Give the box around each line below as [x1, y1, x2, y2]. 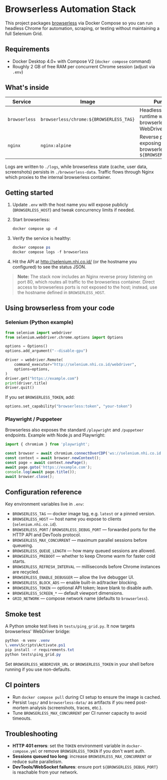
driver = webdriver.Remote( [5, 357, 64, 362]
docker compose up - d [12, 226, 57, 231]
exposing [139, 140, 162, 147]
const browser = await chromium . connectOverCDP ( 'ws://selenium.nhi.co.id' [5, 451, 164, 456]
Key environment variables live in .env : [5, 501, 84, 507]
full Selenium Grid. [5, 30, 43, 36]
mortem [12, 704, 29, 711]
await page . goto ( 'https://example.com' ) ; [5, 465, 92, 469]
